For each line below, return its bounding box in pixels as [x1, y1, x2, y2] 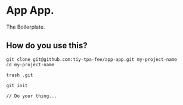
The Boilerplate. [6, 23, 45, 30]
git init [6, 82, 28, 88]
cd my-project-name [6, 61, 55, 67]
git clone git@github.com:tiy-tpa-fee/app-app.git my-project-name [6, 56, 178, 63]
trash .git [6, 72, 33, 78]
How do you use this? [6, 41, 88, 51]
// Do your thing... [6, 93, 58, 99]
